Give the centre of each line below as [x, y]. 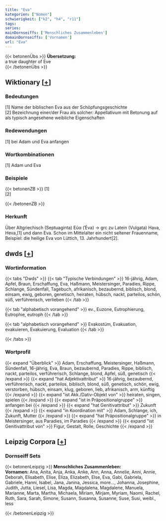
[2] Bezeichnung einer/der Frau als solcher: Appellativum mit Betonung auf [81, 113]
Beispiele [17, 178]
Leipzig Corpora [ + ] [36, 442]
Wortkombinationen [30, 154]
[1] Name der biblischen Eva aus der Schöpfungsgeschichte [66, 107]
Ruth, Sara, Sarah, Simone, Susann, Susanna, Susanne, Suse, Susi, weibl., [81, 498]
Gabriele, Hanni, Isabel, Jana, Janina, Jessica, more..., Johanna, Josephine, [82, 483]
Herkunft [16, 217]
